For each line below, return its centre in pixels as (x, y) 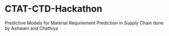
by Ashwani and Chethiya (31, 28)
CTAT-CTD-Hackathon (54, 9)
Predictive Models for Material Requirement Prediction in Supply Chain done (84, 23)
